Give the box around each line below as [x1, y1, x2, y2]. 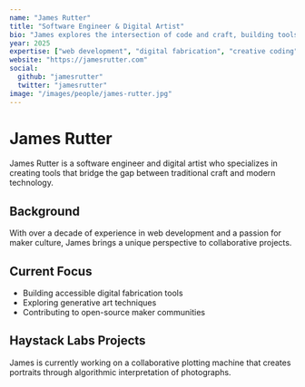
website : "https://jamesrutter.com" [9, 55, 148, 64]
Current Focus [9, 264, 93, 279]
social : [9, 64, 39, 73]
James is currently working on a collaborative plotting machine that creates [9, 357, 291, 368]
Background [9, 203, 80, 218]
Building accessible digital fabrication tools [22, 287, 183, 299]
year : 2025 [9, 38, 51, 48]
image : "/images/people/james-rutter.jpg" [9, 89, 172, 98]
